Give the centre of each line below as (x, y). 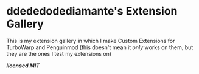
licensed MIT (23, 66)
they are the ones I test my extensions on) (59, 53)
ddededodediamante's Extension (92, 11)
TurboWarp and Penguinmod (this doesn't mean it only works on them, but (100, 47)
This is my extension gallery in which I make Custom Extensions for (91, 41)
